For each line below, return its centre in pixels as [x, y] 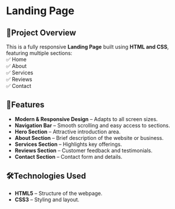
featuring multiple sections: [39, 53]
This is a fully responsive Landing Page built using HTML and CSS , [87, 47]
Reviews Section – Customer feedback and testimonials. [83, 150]
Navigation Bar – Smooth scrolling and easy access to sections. [92, 125]
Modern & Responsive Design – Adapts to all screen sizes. [86, 119]
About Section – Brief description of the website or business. [89, 138]
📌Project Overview [41, 33]
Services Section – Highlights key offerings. [68, 144]
